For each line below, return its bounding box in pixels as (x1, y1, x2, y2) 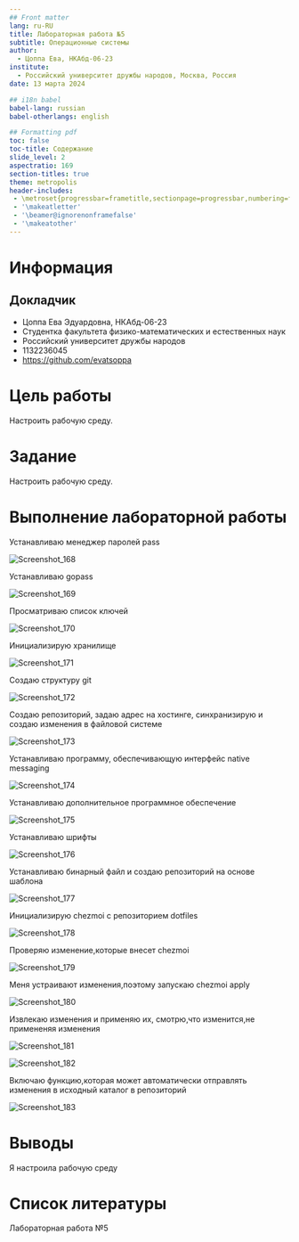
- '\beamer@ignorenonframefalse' (12, 211, 138, 220)
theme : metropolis (9, 177, 77, 187)
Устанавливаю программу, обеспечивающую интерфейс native (9, 753, 251, 764)
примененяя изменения (9, 1023, 101, 1034)
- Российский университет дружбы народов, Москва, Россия (17, 71, 238, 80)
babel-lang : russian (9, 103, 86, 112)
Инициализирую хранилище (9, 640, 117, 650)
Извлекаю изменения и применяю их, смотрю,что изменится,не (9, 1013, 255, 1025)
